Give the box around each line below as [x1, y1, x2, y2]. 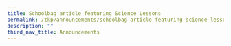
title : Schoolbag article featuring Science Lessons [7, 9, 162, 17]
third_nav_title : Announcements [7, 28, 100, 36]
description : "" [7, 22, 54, 29]
